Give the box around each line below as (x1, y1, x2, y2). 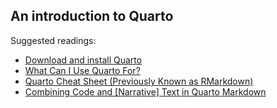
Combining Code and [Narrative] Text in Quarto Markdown (24, 85, 267, 98)
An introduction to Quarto (10, 8, 174, 25)
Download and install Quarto (24, 54, 143, 66)
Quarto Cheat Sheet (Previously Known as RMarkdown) (24, 75, 254, 87)
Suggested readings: (10, 34, 97, 46)
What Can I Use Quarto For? (24, 64, 141, 76)
